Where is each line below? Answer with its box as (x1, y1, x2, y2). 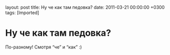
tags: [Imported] (5, 10, 40, 16)
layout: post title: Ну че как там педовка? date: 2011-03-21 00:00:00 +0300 (5, 5, 165, 10)
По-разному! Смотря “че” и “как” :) (5, 44, 82, 50)
